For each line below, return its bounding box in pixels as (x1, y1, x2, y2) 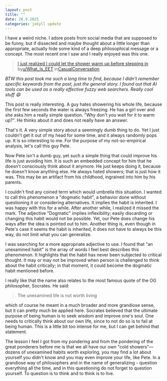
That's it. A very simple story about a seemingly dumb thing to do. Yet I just (5, 127, 160, 133)
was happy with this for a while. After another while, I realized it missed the (5, 205, 159, 211)
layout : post (5, 7, 32, 13)
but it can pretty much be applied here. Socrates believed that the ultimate (5, 307, 158, 313)
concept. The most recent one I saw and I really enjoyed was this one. (5, 51, 149, 57)
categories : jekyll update (5, 21, 61, 27)
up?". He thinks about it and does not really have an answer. (5, 117, 129, 123)
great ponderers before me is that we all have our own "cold (5, 344, 129, 350)
